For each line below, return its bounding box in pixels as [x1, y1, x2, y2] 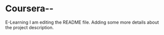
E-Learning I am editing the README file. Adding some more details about [5, 19, 159, 25]
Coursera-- [5, 3, 54, 14]
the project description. [5, 24, 54, 30]
